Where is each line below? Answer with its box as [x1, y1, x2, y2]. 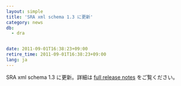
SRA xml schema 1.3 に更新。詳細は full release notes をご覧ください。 [6, 74, 178, 81]
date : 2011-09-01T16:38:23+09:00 [6, 46, 88, 52]
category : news [6, 19, 43, 25]
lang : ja [6, 57, 28, 63]
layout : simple [6, 8, 43, 15]
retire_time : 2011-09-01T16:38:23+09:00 [6, 51, 107, 57]
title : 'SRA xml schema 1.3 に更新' [6, 14, 93, 20]
